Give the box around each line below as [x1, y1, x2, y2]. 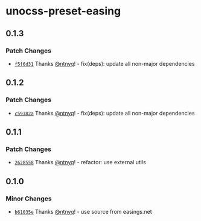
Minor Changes [5, 194, 52, 203]
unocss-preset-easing [5, 4, 121, 18]
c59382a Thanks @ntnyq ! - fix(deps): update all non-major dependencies [14, 109, 195, 117]
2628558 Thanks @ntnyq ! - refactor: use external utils [14, 159, 146, 166]
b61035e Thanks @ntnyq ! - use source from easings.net [14, 208, 152, 215]
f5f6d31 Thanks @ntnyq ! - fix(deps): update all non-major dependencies [14, 60, 195, 67]
